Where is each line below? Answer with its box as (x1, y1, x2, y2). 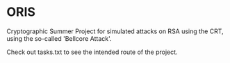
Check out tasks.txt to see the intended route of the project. (6, 48, 178, 56)
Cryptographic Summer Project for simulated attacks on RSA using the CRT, (6, 27, 224, 35)
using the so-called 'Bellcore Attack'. (6, 34, 112, 42)
